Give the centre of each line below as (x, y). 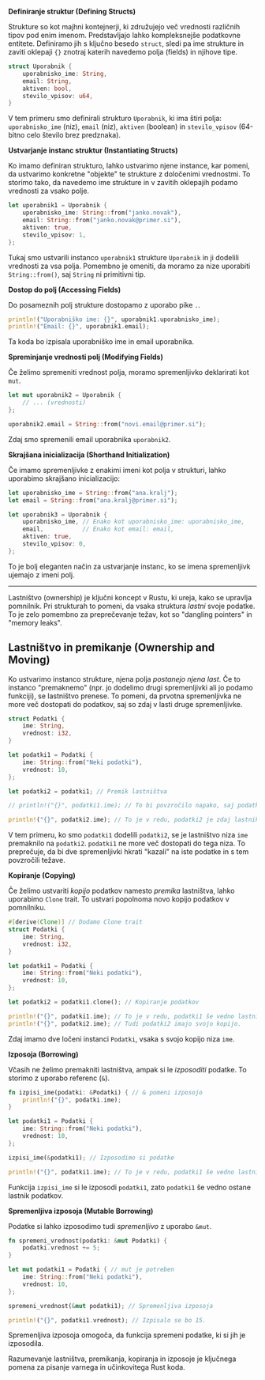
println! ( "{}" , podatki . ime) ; (72, 1100)
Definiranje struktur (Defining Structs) (72, 11)
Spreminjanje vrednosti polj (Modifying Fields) (86, 357)
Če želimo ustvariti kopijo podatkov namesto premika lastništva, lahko (121, 891)
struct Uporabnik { (40, 66)
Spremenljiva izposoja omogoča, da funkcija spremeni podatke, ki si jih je (127, 1335)
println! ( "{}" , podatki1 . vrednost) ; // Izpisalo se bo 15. (107, 1320)
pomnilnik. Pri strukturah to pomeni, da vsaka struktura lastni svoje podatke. (132, 606)
